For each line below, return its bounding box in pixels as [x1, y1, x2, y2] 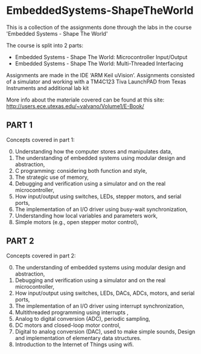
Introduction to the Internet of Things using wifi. [14, 341, 134, 348]
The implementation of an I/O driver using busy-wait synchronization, [14, 205, 188, 213]
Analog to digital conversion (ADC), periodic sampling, [14, 315, 151, 322]
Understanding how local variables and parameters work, [14, 212, 158, 219]
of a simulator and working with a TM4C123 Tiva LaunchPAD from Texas [6, 78, 187, 85]
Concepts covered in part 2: [6, 252, 76, 259]
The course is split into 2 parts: [6, 42, 83, 49]
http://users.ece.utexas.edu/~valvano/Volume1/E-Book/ [6, 102, 145, 109]
